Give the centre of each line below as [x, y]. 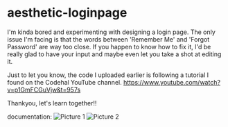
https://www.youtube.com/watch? [172, 82]
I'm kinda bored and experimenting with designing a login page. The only [112, 32]
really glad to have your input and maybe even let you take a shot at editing [114, 54]
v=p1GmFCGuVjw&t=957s [44, 90]
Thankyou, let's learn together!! [52, 103]
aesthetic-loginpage [67, 13]
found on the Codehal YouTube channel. [65, 82]
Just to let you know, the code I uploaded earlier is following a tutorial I [108, 75]
